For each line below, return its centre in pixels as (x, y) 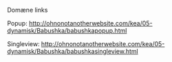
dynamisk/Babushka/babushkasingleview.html (73, 51)
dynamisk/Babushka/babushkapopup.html (67, 31)
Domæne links (28, 10)
